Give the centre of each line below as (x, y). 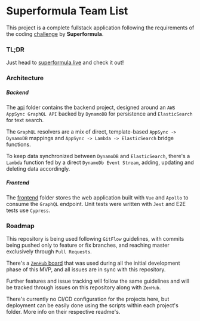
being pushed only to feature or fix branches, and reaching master (88, 245)
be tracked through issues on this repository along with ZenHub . (84, 287)
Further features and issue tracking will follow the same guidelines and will (98, 281)
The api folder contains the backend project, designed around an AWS (91, 107)
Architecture (25, 78)
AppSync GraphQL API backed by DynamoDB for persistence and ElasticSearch (99, 114)
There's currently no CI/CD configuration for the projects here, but (88, 299)
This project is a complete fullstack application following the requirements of (100, 28)
